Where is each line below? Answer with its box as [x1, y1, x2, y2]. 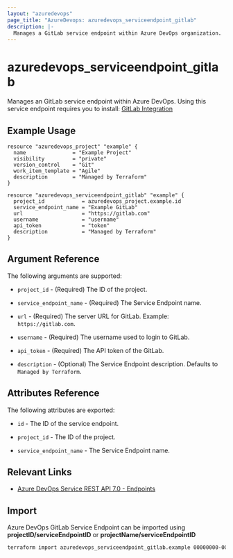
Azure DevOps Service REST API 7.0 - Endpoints [17, 484, 156, 493]
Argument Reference [7, 253, 100, 265]
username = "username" [13, 216, 119, 223]
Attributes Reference [7, 387, 100, 400]
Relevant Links [7, 466, 72, 478]
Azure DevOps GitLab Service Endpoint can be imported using [7, 523, 186, 532]
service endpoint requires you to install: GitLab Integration [7, 105, 173, 113]
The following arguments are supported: [7, 272, 123, 280]
